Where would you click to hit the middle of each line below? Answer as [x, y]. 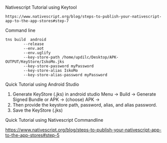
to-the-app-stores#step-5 [32, 135]
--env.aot [34, 49]
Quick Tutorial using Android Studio [42, 84]
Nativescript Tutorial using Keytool [41, 7]
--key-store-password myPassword [59, 66]
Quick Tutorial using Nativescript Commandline [54, 120]
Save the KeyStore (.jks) [38, 110]
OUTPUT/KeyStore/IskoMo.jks [35, 62]
